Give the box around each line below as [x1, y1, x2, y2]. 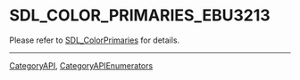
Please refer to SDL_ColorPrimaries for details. [9, 35, 180, 45]
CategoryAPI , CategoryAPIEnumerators [9, 60, 154, 71]
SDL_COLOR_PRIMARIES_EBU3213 [9, 5, 271, 26]
